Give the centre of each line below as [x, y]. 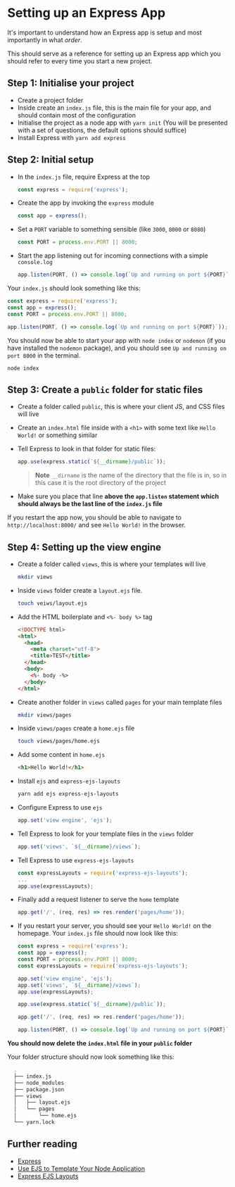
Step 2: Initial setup [51, 160]
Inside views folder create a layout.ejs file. [80, 590]
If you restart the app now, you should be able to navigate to [94, 517]
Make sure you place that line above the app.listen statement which [118, 496]
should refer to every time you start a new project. [80, 61]
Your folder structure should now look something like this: [91, 1057]
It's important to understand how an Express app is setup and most [104, 32]
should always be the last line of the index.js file [90, 504]
